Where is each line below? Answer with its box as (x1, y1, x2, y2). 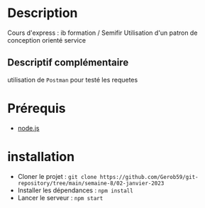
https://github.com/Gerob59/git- (99, 173, 199, 180)
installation (7, 148, 75, 165)
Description (7, 5, 78, 21)
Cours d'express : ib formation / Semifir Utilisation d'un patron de (7, 28, 198, 37)
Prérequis (7, 100, 66, 116)
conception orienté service (7, 35, 87, 44)
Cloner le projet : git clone (17, 172, 97, 180)
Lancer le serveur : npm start (17, 193, 104, 202)
